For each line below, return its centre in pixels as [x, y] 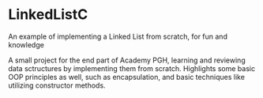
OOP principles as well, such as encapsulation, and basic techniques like [126, 77]
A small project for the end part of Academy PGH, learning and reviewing [127, 60]
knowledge [26, 44]
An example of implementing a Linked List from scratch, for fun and [118, 36]
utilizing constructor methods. [57, 85]
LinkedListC [48, 15]
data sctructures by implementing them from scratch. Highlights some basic [131, 68]
